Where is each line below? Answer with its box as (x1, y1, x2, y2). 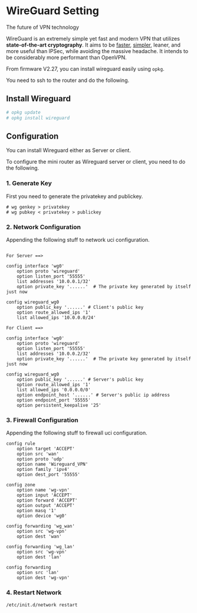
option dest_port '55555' (17, 472, 81, 478)
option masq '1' (17, 508, 57, 514)
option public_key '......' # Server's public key (17, 376, 144, 383)
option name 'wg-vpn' (17, 487, 70, 493)
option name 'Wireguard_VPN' (17, 462, 88, 467)
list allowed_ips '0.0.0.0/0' (17, 387, 91, 393)
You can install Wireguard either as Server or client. (6, 147, 132, 154)
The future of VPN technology (6, 24, 80, 31)
